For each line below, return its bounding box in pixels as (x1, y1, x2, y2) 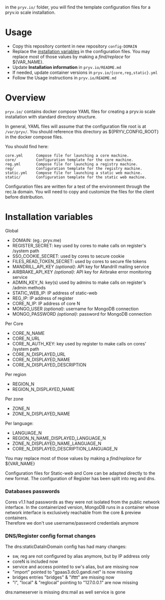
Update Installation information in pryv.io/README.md (12, 64, 122, 70)
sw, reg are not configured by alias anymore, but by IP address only (12, 553, 150, 559)
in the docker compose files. (5, 134, 63, 140)
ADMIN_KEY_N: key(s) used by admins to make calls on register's (12, 279, 146, 285)
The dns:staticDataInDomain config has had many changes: (5, 544, 127, 549)
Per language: (5, 420, 34, 426)
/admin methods (12, 284, 46, 290)
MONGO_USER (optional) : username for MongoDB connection (12, 306, 139, 312)
